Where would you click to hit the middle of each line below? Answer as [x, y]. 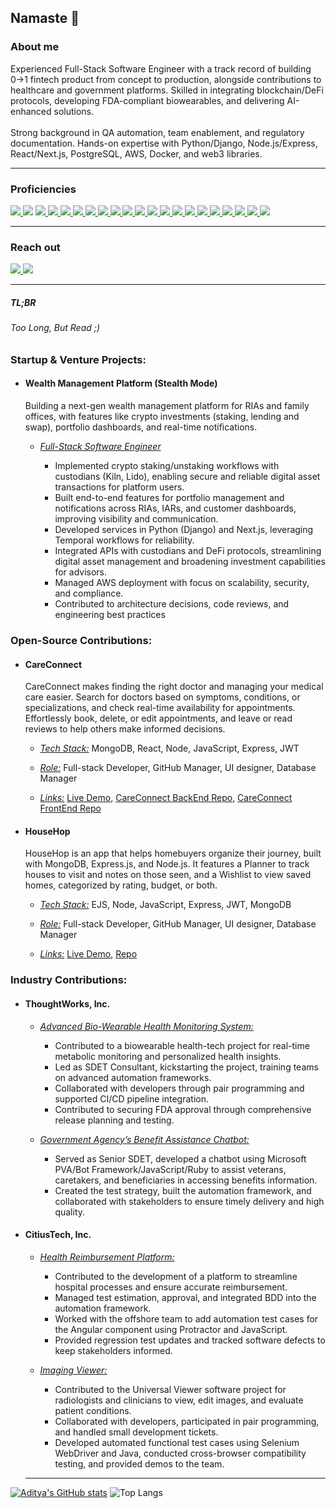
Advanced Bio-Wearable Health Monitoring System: [146, 1026]
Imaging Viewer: [73, 1370]
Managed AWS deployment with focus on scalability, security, [182, 583]
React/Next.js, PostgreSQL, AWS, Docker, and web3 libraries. [136, 153]
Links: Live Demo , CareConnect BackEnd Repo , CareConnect [166, 798]
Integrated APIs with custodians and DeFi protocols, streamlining [188, 551]
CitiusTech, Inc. [58, 1235]
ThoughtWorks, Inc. [67, 1003]
